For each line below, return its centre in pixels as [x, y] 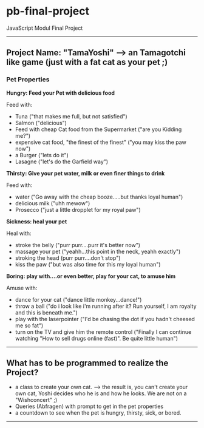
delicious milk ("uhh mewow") [53, 203]
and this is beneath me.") [46, 312]
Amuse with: [22, 288]
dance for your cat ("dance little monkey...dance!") [78, 299]
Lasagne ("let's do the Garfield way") [61, 161]
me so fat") [29, 325]
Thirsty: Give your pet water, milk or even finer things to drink [86, 173]
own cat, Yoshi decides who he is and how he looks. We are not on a [101, 393]
